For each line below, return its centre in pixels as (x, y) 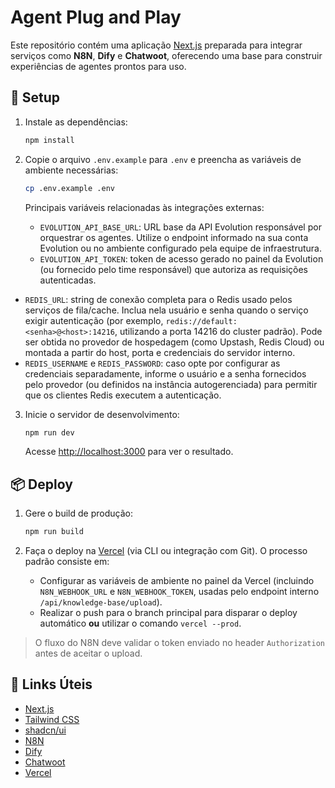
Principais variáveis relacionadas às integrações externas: (144, 207)
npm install (49, 140)
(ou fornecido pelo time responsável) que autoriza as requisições (174, 269)
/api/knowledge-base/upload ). (101, 602)
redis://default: (201, 321)
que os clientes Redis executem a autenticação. (123, 395)
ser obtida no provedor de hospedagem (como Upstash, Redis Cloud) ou (174, 342)
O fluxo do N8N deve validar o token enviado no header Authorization (180, 643)
